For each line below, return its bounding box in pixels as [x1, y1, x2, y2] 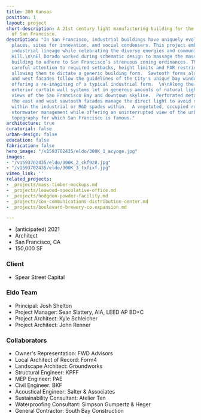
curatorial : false [6, 126, 52, 132]
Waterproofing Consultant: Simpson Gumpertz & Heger [14, 401, 151, 408]
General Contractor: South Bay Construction [14, 407, 124, 415]
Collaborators [6, 336, 47, 344]
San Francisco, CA [14, 238, 61, 246]
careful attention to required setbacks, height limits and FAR [11, 64, 175, 71]
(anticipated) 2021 [14, 226, 60, 233]
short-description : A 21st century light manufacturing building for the [6, 25, 194, 32]
